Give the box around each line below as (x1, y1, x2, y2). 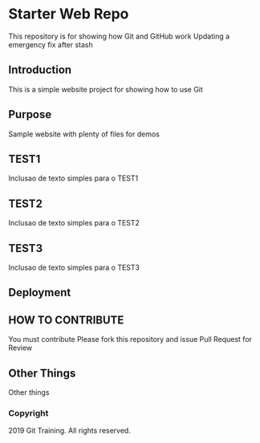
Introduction (8, 63, 72, 77)
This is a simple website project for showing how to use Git (8, 84, 203, 94)
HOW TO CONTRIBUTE (8, 313, 124, 327)
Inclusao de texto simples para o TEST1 (8, 173, 139, 183)
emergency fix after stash (8, 39, 94, 49)
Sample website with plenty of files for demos (8, 129, 160, 139)
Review (8, 343, 33, 353)
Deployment (8, 286, 71, 299)
